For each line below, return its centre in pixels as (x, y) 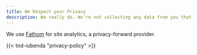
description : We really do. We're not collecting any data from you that (99, 17)
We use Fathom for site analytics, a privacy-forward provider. (81, 34)
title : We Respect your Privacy (46, 12)
